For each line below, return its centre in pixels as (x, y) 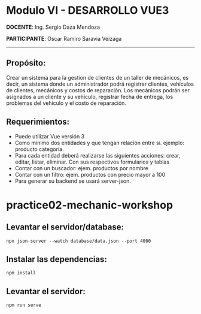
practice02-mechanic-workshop (90, 205)
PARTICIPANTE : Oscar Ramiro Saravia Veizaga (64, 38)
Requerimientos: (38, 122)
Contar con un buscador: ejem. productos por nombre (81, 168)
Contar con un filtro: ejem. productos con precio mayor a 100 (90, 174)
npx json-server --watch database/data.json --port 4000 (79, 241)
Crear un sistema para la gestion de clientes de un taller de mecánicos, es (98, 77)
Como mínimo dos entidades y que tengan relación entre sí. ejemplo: (100, 143)
